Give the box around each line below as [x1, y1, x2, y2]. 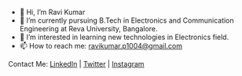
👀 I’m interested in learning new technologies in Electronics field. [19, 32, 229, 42]
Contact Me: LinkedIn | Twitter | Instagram [8, 60, 145, 68]
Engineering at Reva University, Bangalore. [19, 24, 159, 33]
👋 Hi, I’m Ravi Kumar [19, 8, 86, 16]
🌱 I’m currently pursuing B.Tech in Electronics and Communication [19, 16, 234, 25]
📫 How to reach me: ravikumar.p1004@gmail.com [19, 42, 183, 50]
